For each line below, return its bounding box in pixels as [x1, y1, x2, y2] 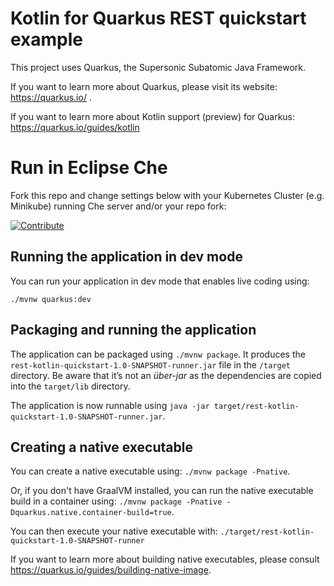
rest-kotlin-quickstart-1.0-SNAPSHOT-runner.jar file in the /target [10, 358, 291, 371]
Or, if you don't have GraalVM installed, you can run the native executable [10, 485, 314, 497]
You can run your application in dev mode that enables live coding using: [10, 275, 310, 287]
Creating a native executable [10, 438, 193, 456]
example [10, 28, 84, 51]
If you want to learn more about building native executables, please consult [10, 553, 320, 566]
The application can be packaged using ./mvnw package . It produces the [10, 348, 306, 360]
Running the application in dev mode [10, 248, 243, 266]
